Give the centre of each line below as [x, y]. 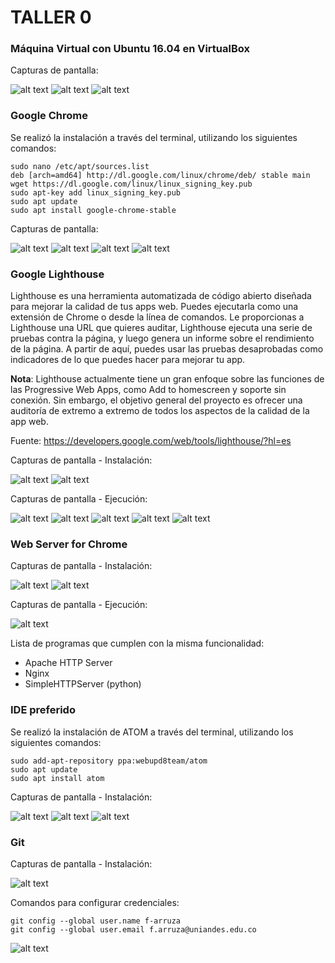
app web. [29, 422]
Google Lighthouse [57, 274]
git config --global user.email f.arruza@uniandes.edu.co [133, 929]
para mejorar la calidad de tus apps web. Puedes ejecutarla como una [154, 307]
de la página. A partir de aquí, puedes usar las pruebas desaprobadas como [167, 349]
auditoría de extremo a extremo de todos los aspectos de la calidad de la [160, 411]
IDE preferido [43, 710]
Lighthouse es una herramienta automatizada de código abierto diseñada [161, 296]
